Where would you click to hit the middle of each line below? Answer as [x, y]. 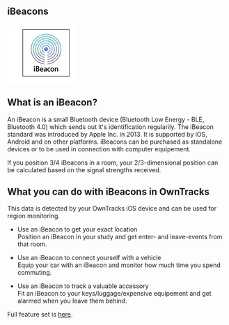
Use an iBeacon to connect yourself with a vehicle [89, 258]
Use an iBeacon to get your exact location [77, 229]
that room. [32, 244]
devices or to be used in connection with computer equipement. [99, 149]
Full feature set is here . [40, 315]
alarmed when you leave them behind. [72, 301]
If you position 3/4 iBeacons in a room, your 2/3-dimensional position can [113, 162]
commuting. [34, 273]
